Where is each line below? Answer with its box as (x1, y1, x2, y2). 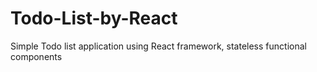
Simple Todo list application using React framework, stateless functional (10, 40, 307, 52)
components (10, 50, 63, 62)
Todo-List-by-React (10, 7, 178, 30)
